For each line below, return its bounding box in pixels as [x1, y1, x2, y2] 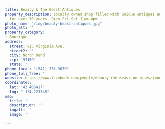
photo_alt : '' [5, 26, 34, 30]
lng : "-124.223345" [9, 89, 50, 94]
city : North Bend [9, 52, 45, 58]
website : [5, 76, 23, 80]
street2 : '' [9, 48, 34, 53]
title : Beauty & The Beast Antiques [5, 7, 80, 12]
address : [5, 39, 23, 44]
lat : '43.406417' [9, 84, 45, 90]
